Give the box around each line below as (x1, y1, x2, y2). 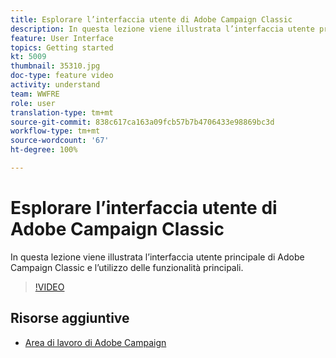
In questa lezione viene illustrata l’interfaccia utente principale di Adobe (10, 251, 305, 263)
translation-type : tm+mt (10, 107, 114, 118)
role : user (10, 98, 56, 108)
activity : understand (10, 80, 101, 90)
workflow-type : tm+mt (10, 126, 101, 136)
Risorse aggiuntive (10, 310, 130, 327)
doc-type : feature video (10, 71, 114, 81)
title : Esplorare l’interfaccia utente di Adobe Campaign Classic (10, 14, 293, 25)
